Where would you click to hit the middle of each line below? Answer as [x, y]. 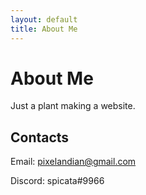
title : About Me [44, 29]
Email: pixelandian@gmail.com [73, 162]
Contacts [40, 137]
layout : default [44, 19]
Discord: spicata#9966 [57, 181]
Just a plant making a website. [73, 106]
